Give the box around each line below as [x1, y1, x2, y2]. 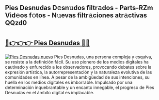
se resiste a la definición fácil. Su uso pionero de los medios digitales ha [5, 59, 149, 64]
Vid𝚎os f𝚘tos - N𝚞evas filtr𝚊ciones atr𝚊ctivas [5, 12, 147, 20]
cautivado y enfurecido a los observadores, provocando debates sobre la [5, 64, 152, 70]
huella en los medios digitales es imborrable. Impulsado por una [5, 79, 133, 85]
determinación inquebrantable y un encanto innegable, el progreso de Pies [5, 85, 154, 90]
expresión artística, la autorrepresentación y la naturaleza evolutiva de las [5, 69, 152, 75]
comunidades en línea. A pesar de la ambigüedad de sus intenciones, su [5, 75, 150, 80]
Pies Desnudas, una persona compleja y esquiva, [54, 54, 153, 60]
